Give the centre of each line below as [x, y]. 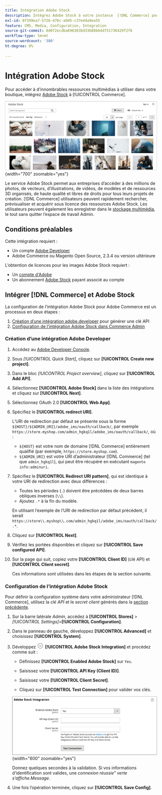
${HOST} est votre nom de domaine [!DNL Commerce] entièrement [84, 446]
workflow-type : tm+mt [27, 36]
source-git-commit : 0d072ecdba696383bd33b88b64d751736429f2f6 [69, 31]
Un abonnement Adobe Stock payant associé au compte [68, 279]
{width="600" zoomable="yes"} [44, 758]
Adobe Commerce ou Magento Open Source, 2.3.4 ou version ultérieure [84, 256]
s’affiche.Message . [31, 778]
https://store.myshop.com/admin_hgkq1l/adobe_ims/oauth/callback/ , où [84, 431]
